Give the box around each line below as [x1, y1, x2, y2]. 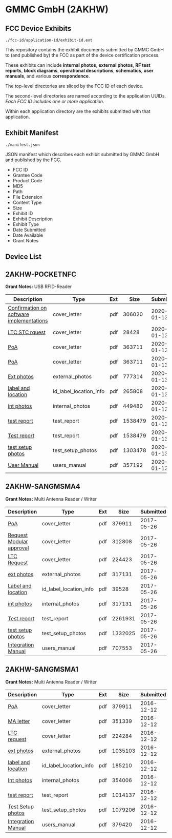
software [8, 311, 30, 318]
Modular [8, 538, 28, 545]
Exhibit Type [12, 221, 39, 227]
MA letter [8, 717, 30, 725]
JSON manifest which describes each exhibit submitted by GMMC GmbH [5, 151, 160, 157]
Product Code [12, 177, 42, 183]
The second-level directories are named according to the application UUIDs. [5, 93, 166, 99]
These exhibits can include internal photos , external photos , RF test [5, 62, 151, 68]
